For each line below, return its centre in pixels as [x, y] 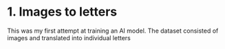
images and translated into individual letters [69, 37]
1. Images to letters [62, 12]
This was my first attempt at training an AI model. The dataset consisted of [113, 31]
